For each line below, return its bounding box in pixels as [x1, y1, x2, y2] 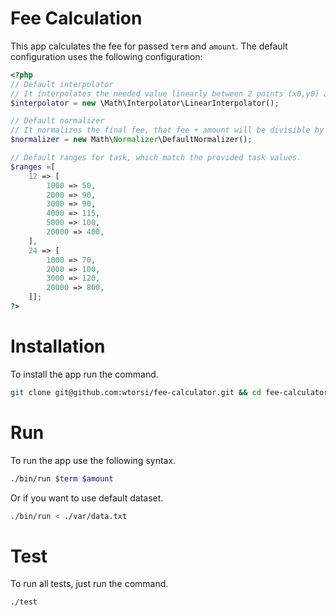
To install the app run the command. [10, 368, 159, 380]
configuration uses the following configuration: [10, 50, 203, 62]
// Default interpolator [10, 79, 114, 89]
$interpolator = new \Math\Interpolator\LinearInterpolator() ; [10, 98, 280, 108]
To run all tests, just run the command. [10, 578, 169, 590]
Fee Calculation [10, 7, 143, 30]
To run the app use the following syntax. [10, 454, 177, 466]
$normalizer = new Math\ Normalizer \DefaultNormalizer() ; [10, 135, 253, 145]
